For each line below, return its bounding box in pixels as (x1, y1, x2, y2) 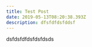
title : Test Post (6, 8, 49, 15)
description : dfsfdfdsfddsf (6, 19, 76, 25)
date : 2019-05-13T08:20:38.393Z (6, 14, 86, 20)
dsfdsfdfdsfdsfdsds (6, 36, 55, 43)
